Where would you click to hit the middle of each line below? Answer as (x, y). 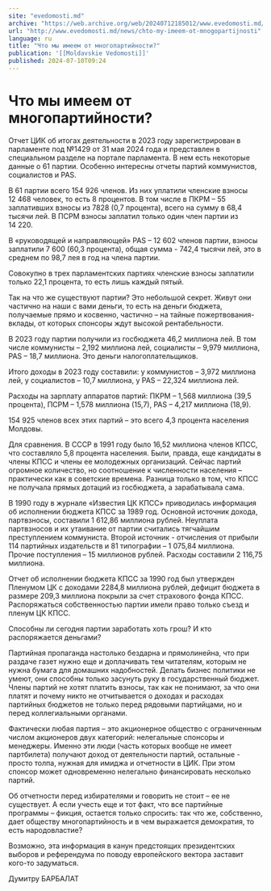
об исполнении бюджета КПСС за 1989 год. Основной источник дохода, (133, 511)
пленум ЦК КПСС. (40, 613)
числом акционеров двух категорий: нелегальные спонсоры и (116, 737)
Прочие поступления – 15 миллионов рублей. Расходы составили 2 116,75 (135, 554)
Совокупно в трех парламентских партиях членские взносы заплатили (131, 273)
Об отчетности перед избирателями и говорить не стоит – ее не (119, 796)
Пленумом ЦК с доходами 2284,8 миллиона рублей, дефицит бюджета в (134, 587)
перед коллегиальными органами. (68, 712)
